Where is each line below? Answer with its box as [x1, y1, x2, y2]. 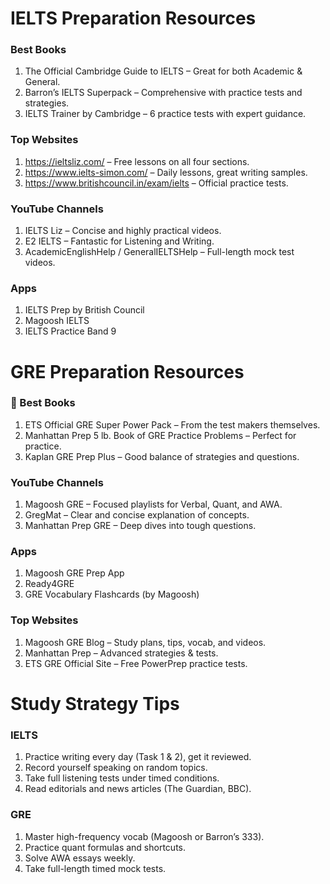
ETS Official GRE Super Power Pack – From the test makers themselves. [24, 418, 321, 431]
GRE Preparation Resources [10, 360, 245, 383]
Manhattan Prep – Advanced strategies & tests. [24, 647, 219, 659]
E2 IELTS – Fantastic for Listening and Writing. [24, 235, 215, 247]
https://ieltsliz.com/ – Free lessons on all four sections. [24, 155, 250, 167]
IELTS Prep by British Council [24, 304, 145, 316]
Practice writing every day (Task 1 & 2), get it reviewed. [24, 751, 252, 763]
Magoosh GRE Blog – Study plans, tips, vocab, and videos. [24, 636, 267, 648]
